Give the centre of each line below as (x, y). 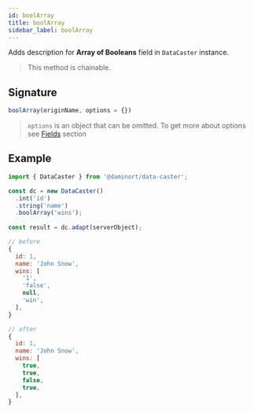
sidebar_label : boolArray (50, 30)
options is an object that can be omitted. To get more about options (136, 126)
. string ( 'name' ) (42, 205)
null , (31, 293)
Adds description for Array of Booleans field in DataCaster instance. (119, 53)
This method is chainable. (69, 68)
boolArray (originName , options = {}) (70, 111)
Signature (33, 92)
